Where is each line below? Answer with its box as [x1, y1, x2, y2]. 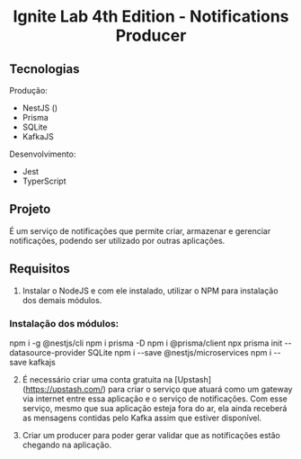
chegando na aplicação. [22, 439, 112, 450]
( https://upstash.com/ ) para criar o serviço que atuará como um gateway [22, 383, 293, 394]
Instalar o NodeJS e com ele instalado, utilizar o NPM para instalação [22, 285, 279, 296]
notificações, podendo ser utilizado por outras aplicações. [9, 235, 226, 246]
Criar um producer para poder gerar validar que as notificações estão [22, 429, 280, 440]
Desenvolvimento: [9, 148, 76, 159]
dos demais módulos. [22, 294, 102, 305]
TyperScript [22, 175, 66, 186]
